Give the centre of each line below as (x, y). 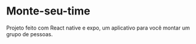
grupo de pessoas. (30, 34)
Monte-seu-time (48, 11)
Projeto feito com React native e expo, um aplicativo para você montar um (98, 28)
